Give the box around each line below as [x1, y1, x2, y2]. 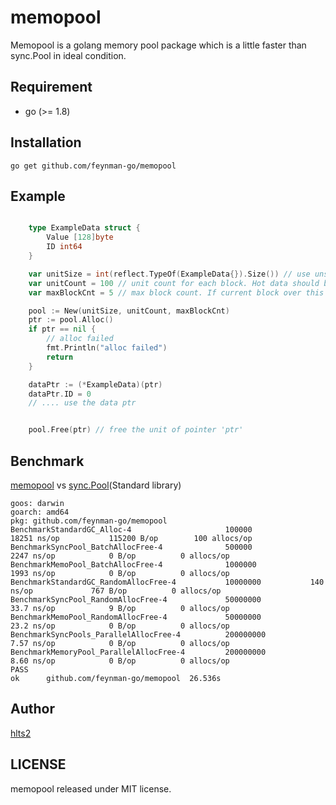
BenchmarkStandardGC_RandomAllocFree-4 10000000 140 [10, 577, 325, 587]
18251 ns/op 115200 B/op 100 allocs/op [10, 533, 253, 543]
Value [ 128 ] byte [46, 232, 114, 243]
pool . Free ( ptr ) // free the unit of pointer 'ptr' [28, 425, 244, 435]
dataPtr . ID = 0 [28, 389, 92, 399]
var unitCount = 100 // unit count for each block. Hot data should [28, 278, 320, 288]
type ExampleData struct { [28, 223, 141, 233]
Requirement [10, 79, 93, 96]
